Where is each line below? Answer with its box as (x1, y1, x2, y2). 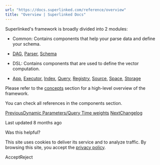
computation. (12, 66, 40, 72)
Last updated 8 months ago (5, 119, 62, 125)
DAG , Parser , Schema (12, 51, 57, 57)
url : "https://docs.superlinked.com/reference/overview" (5, 7, 126, 13)
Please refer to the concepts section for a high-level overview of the (5, 85, 146, 91)
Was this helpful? (5, 129, 41, 135)
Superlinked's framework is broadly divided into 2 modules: (5, 26, 128, 32)
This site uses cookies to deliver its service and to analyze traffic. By (5, 139, 146, 145)
